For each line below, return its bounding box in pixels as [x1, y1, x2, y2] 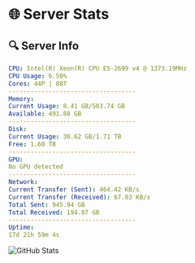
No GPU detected [8, 163, 63, 171]
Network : [8, 178, 38, 186]
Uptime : [8, 223, 35, 232]
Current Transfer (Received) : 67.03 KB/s [8, 193, 151, 201]
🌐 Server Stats [8, 5, 110, 24]
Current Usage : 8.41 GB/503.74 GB [8, 103, 126, 111]
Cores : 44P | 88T [8, 79, 67, 88]
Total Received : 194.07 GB [8, 208, 100, 217]
